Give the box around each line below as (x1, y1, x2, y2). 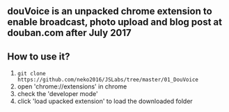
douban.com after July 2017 (7, 27, 132, 39)
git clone (17, 71, 47, 77)
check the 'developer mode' (17, 90, 99, 98)
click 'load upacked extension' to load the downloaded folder (17, 97, 193, 106)
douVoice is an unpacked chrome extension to (7, 6, 212, 17)
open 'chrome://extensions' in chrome (17, 82, 127, 91)
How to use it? (7, 50, 70, 62)
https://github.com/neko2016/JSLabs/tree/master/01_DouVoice (17, 76, 199, 84)
